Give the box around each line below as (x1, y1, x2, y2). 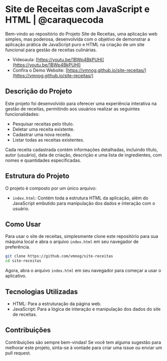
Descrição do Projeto (5, 87, 72, 96)
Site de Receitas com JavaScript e (5, 4, 150, 15)
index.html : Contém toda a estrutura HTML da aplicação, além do (12, 195, 149, 201)
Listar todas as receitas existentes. (12, 137, 84, 143)
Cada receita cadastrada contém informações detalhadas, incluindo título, (5, 147, 158, 153)
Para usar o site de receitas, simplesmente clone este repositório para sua (5, 233, 158, 239)
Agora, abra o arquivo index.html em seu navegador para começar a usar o (5, 268, 161, 274)
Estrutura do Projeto (5, 172, 70, 180)
